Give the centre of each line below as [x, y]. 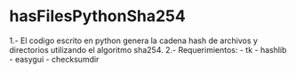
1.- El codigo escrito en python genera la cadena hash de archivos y [133, 40]
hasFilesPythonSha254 [98, 16]
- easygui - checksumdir [54, 59]
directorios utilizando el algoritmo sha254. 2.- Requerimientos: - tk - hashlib [148, 49]
